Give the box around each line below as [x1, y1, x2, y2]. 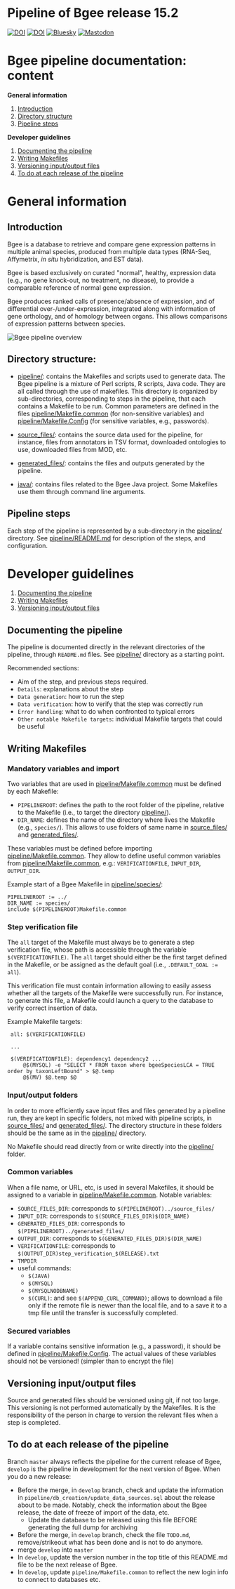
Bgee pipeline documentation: [7, 53, 187, 69]
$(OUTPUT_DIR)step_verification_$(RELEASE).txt [17, 1250, 159, 1257]
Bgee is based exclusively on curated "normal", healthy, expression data [7, 268, 216, 277]
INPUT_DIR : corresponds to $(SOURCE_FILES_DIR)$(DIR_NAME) [17, 1211, 190, 1220]
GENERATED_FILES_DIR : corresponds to [17, 1219, 126, 1228]
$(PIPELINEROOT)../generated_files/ [17, 1228, 125, 1235]
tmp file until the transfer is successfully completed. [27, 1308, 178, 1317]
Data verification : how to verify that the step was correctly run [17, 700, 203, 708]
